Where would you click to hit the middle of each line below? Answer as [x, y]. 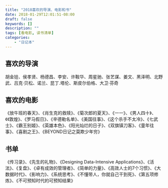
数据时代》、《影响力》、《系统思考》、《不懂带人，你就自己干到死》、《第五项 [79, 175]
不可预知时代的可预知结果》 [47, 181]
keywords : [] [19, 24]
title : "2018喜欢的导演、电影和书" [38, 10]
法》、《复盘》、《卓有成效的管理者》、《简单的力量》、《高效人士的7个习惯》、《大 [83, 168]
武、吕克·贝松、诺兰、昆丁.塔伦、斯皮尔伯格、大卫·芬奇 [62, 83]
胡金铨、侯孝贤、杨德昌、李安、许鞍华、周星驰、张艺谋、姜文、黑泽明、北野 [84, 77]
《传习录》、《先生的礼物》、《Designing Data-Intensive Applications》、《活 [79, 162]
